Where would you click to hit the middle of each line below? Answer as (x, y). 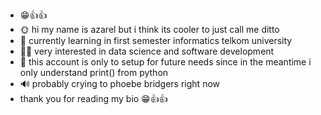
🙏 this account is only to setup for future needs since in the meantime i (165, 62)
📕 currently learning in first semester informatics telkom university (156, 40)
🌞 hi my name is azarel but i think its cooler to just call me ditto (149, 29)
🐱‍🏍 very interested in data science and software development (147, 51)
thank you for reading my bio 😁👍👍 (93, 98)
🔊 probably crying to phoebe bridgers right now (119, 83)
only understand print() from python (94, 72)
